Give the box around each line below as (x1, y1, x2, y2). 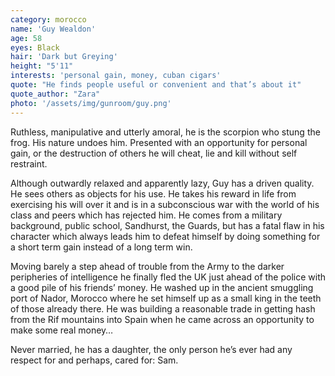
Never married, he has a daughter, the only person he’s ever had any (10, 343, 293, 355)
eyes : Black (10, 42, 60, 53)
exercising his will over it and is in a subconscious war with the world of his (10, 198, 320, 210)
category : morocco (10, 14, 87, 25)
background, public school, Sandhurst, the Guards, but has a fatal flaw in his (10, 219, 325, 231)
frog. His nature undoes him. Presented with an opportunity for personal (10, 136, 308, 148)
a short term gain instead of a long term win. (10, 241, 193, 253)
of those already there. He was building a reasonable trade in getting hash (10, 302, 316, 315)
